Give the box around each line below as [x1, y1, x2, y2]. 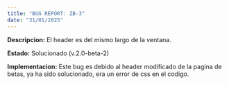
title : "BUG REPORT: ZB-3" [7, 10, 85, 17]
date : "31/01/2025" [7, 17, 64, 23]
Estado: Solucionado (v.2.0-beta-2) [7, 49, 110, 57]
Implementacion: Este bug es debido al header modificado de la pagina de [7, 62, 222, 70]
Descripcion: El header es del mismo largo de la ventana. [7, 35, 171, 44]
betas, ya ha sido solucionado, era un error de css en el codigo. [7, 70, 189, 78]
